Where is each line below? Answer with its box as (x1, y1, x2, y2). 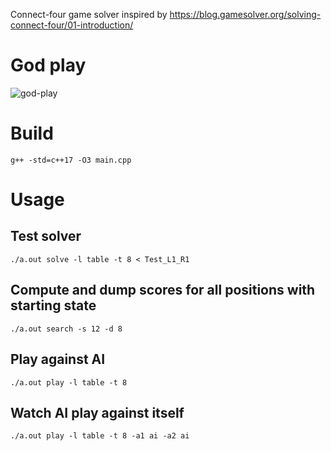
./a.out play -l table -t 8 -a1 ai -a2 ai (10, 431, 190, 441)
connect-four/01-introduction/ (10, 19, 134, 31)
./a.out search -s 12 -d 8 (10, 324, 123, 334)
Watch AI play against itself (10, 404, 185, 421)
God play (10, 54, 87, 77)
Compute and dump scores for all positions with (10, 282, 316, 299)
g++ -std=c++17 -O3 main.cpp (10, 155, 132, 165)
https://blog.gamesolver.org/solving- (169, 9, 322, 20)
